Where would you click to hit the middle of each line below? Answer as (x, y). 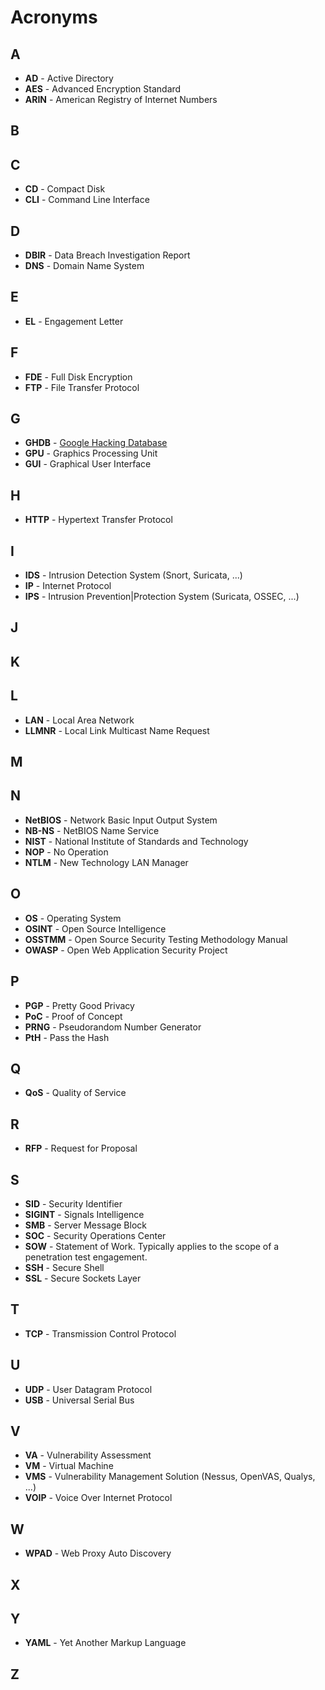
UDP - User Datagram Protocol (88, 1389)
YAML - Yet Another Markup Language (105, 1643)
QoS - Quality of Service (75, 1093)
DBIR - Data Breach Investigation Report (107, 255)
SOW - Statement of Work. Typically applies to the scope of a (152, 1246)
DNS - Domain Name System (84, 266)
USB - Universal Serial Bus (79, 1400)
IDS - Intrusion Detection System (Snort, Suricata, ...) (133, 575)
